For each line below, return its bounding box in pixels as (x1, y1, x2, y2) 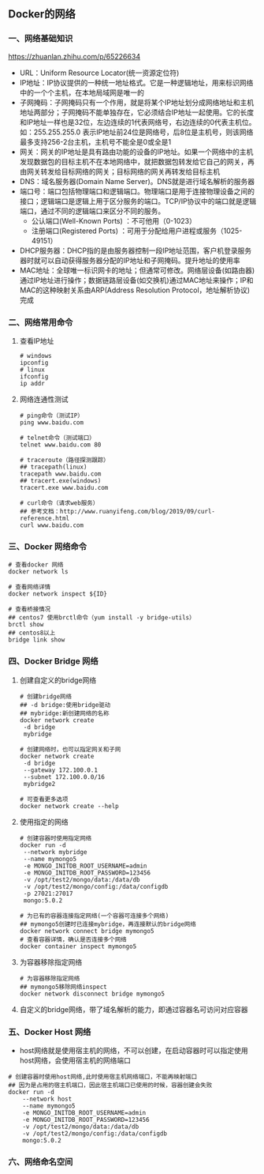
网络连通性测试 (19, 394, 69, 404)
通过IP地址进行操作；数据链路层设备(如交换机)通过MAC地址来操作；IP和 (19, 275, 254, 284)
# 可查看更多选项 (19, 795, 69, 803)
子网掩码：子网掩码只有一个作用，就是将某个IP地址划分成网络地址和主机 (19, 97, 255, 107)
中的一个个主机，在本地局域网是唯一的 (19, 88, 144, 97)
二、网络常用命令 (8, 317, 73, 328)
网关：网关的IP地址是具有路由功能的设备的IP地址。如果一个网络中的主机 (19, 147, 254, 156)
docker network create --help (19, 802, 120, 810)
